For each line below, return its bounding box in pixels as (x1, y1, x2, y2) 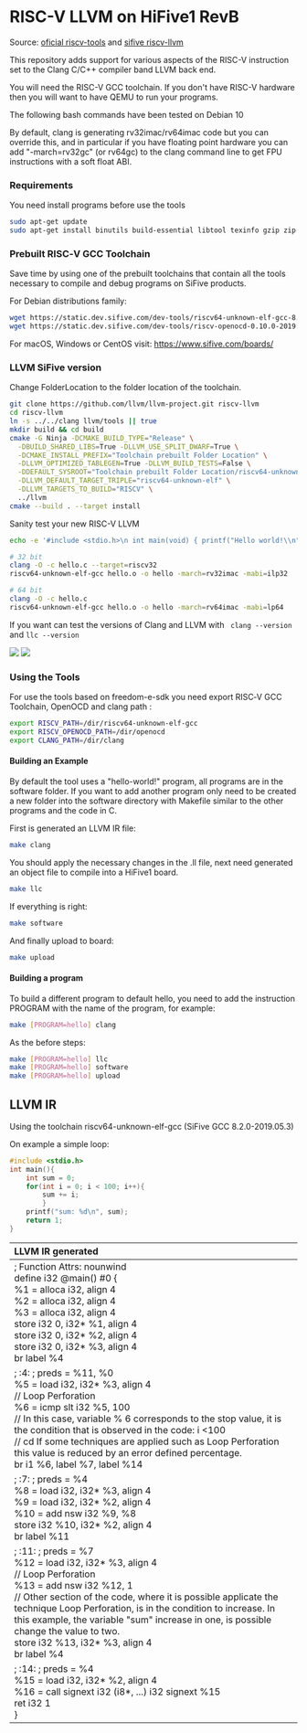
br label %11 (14, 1529, 70, 1542)
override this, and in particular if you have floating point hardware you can (9, 136, 289, 147)
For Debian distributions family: (9, 295, 127, 307)
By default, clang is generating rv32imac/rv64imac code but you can (9, 126, 270, 138)
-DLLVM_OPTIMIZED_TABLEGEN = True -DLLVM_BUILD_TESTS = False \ (17, 459, 251, 468)
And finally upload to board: (9, 935, 114, 946)
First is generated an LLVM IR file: (9, 823, 137, 834)
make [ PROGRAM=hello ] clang (9, 1020, 117, 1029)
